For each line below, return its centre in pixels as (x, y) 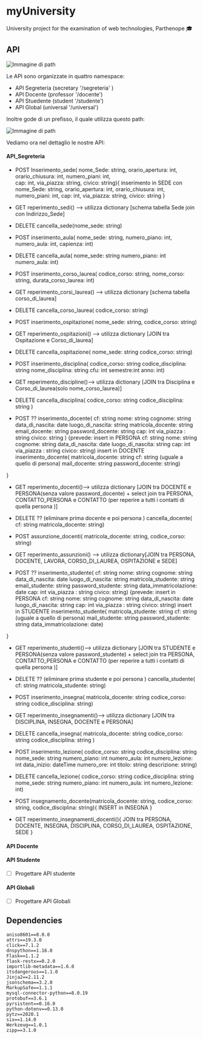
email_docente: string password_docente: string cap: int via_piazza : (100, 431)
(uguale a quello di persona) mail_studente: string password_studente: (103, 618)
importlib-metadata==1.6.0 (40, 966)
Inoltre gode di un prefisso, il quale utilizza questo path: (76, 119)
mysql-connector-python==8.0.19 (47, 993)
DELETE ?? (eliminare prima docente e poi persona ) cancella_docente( (104, 518)
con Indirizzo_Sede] (40, 214)
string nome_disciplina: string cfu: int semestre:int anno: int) (90, 370)
